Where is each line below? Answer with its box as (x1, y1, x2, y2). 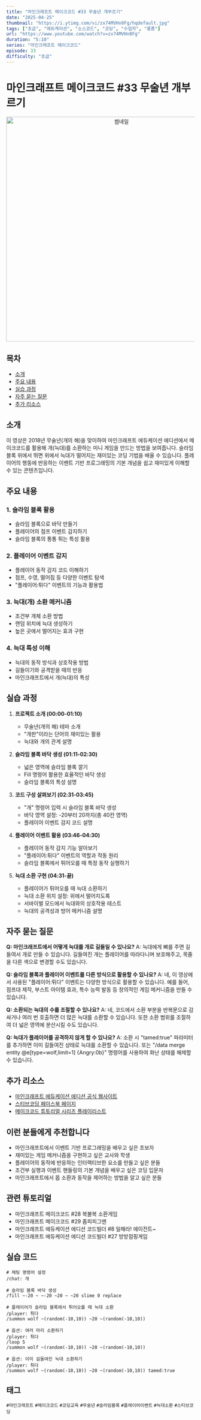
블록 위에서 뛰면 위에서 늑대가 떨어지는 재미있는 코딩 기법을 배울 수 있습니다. (6, 452, 184, 459)
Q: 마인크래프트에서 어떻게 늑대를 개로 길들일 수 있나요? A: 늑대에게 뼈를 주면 (6, 943, 184, 951)
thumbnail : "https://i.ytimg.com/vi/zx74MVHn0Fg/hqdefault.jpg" (6, 20, 170, 26)
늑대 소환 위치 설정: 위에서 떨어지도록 (23, 892, 111, 899)
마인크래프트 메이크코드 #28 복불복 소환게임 (14, 1210, 118, 1217)
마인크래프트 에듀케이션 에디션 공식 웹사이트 (14, 1093, 118, 1100)
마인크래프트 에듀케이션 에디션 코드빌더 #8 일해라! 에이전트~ (14, 1225, 157, 1232)
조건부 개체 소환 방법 (14, 613, 63, 620)
